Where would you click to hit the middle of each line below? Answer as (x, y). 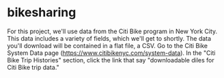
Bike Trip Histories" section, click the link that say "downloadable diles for (111, 60)
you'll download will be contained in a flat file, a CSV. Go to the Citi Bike (108, 45)
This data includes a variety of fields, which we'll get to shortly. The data (109, 38)
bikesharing (42, 13)
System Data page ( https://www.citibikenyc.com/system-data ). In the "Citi (111, 53)
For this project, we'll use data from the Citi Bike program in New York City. (112, 31)
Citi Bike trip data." (33, 67)
